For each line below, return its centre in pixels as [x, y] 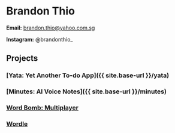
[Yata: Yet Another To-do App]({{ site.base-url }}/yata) [88, 75]
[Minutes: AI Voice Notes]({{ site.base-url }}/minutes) [86, 91]
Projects [22, 58]
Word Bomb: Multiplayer [43, 108]
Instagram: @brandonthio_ [40, 39]
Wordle [17, 124]
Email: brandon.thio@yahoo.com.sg [51, 28]
